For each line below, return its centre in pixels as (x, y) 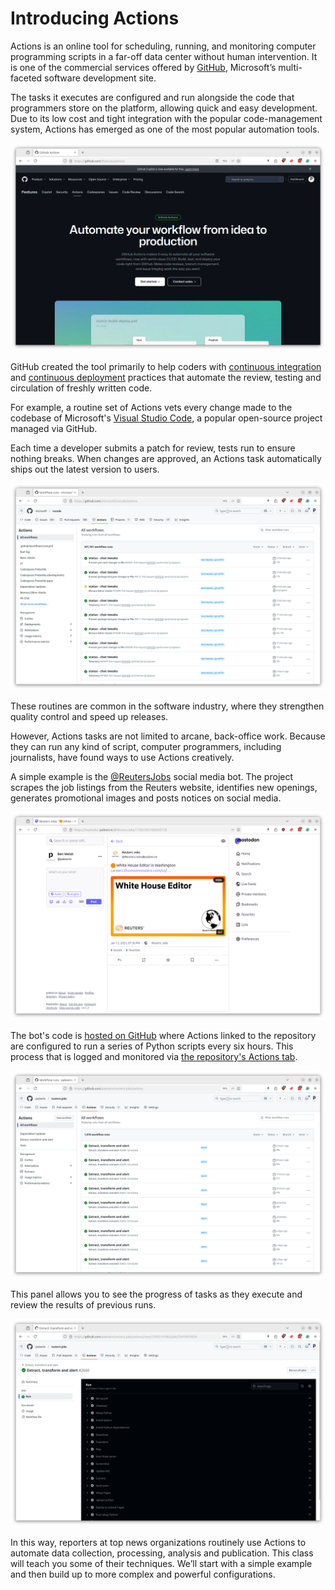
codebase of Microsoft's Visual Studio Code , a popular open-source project (166, 418)
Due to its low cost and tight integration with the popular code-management (166, 118)
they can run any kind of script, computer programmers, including (146, 747)
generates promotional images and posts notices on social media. (146, 798)
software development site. (100, 78)
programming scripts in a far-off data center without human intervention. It (164, 56)
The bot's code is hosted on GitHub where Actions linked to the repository (163, 1036)
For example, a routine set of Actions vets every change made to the (151, 407)
